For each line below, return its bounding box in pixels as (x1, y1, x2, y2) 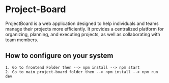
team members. (5, 37, 38, 43)
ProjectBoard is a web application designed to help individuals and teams (5, 20, 159, 26)
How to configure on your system (5, 51, 114, 60)
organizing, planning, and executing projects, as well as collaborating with (5, 31, 160, 37)
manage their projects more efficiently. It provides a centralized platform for (5, 25, 164, 32)
